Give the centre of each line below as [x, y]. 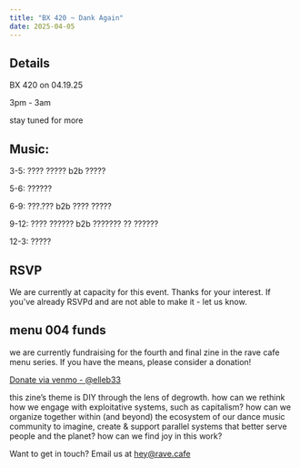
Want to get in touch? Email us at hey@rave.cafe [100, 453]
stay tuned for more [46, 120]
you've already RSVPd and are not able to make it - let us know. [128, 301]
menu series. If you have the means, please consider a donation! [130, 361]
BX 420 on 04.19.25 [46, 85]
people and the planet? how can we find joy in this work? [116, 436]
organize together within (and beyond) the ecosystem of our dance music [147, 416]
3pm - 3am [30, 103]
